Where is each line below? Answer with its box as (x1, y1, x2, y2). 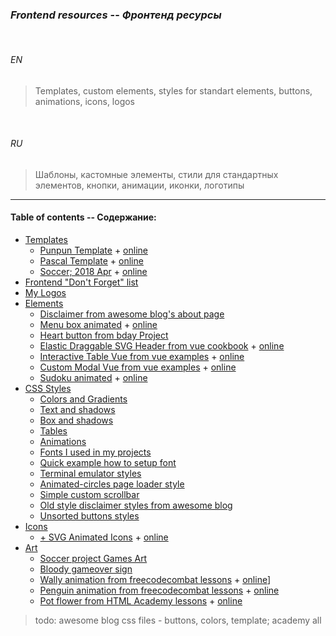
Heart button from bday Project (39, 329, 169, 341)
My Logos (24, 286, 67, 298)
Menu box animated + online (39, 318, 158, 330)
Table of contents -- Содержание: (10, 211, 157, 223)
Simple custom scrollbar (39, 488, 140, 500)
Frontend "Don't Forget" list (24, 276, 139, 288)
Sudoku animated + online (39, 371, 148, 383)
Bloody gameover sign (39, 563, 133, 575)
